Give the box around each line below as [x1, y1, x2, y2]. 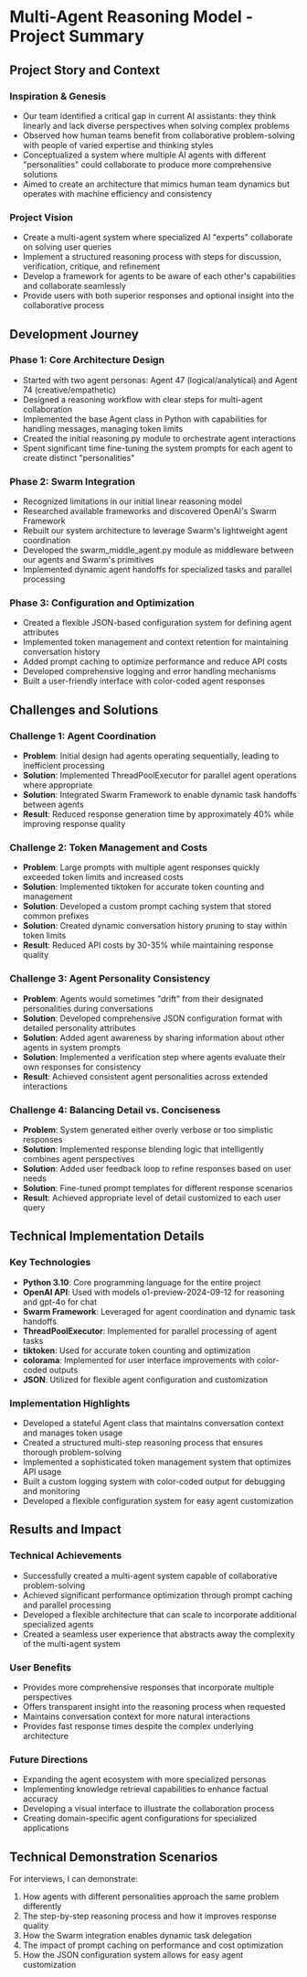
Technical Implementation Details [9, 1229, 205, 1244]
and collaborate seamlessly [22, 281, 126, 292]
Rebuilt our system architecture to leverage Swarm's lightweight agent [22, 525, 288, 536]
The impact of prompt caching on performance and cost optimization [22, 1939, 284, 1950]
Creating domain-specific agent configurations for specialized [22, 1813, 258, 1824]
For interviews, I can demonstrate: [9, 1874, 139, 1885]
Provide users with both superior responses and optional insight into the [22, 290, 294, 301]
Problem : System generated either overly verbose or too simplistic [22, 1124, 274, 1135]
